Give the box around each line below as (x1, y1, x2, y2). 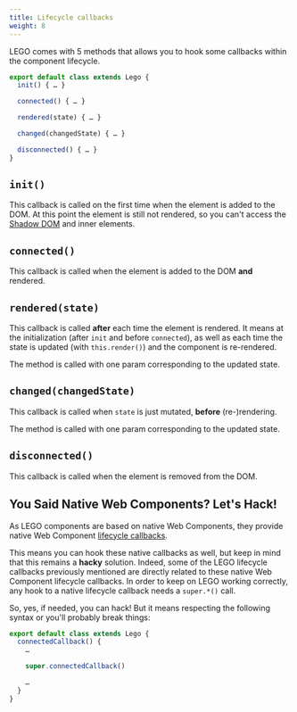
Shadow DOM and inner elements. (9, 219, 136, 229)
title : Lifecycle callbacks (9, 12, 114, 22)
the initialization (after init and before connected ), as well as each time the (9, 332, 284, 344)
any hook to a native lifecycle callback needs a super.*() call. (9, 585, 236, 596)
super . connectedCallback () (25, 662, 126, 671)
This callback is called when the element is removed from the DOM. (9, 470, 258, 482)
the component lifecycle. (9, 55, 101, 66)
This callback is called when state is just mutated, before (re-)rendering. (9, 406, 277, 417)
